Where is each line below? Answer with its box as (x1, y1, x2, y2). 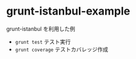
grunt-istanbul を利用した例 (6, 25, 75, 32)
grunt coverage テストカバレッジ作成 (15, 46, 108, 53)
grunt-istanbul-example (6, 4, 131, 18)
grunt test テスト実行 (15, 38, 71, 45)
